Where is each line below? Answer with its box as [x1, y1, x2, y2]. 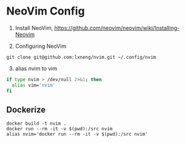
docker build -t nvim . [6, 121, 67, 127]
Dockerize [6, 104, 46, 115]
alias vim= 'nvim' [12, 82, 56, 88]
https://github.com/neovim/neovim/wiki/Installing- [54, 24, 180, 32]
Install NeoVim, [15, 24, 53, 32]
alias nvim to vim [15, 65, 58, 72]
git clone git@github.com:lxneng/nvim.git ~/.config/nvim [6, 54, 156, 60]
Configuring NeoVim [15, 42, 67, 50]
